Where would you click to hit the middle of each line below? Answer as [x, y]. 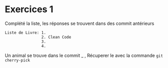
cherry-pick [17, 60]
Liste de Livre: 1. [26, 32]
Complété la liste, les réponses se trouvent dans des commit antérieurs [79, 23]
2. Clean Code [56, 37]
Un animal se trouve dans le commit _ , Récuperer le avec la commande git [84, 55]
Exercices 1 [29, 9]
